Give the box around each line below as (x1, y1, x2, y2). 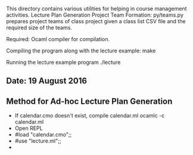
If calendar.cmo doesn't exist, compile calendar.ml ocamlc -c (14, 112, 165, 119)
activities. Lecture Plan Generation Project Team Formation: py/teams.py (6, 11, 183, 18)
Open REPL (14, 125, 43, 132)
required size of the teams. (6, 24, 73, 31)
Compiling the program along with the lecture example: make (6, 47, 156, 54)
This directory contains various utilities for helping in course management (6, 5, 187, 12)
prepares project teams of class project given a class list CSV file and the (6, 18, 186, 24)
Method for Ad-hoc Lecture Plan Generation (6, 96, 173, 106)
